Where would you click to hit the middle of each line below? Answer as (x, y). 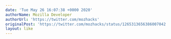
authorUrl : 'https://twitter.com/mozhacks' (52, 19)
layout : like (19, 29)
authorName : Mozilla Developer (39, 15)
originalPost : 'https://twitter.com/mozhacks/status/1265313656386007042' (87, 24)
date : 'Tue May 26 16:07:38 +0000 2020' (49, 10)
